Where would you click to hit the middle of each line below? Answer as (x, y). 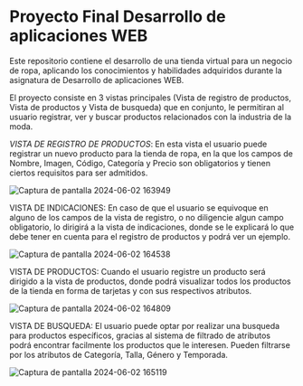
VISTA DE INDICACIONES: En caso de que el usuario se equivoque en (139, 207)
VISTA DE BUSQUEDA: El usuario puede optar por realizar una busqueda (145, 325)
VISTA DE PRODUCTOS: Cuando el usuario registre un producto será (137, 271)
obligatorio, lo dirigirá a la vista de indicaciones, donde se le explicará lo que (152, 227)
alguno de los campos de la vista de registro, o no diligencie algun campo (147, 217)
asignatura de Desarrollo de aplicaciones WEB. (97, 80)
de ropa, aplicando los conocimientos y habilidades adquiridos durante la (146, 71)
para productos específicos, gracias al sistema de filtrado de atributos (140, 335)
